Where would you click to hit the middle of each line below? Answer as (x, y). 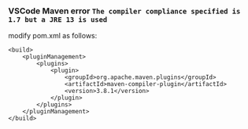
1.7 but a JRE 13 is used (58, 20)
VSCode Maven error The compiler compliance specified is (124, 11)
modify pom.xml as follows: (53, 36)
